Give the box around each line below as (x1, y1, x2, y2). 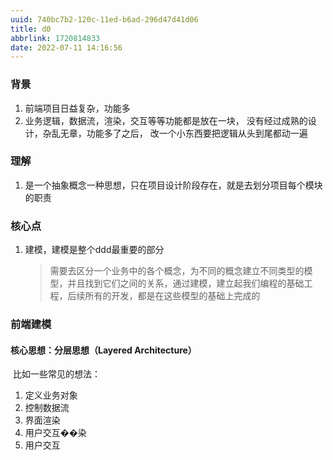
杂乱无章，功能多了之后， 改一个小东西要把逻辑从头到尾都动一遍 (42, 127, 308, 139)
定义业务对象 (24, 389, 78, 401)
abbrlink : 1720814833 (10, 33, 101, 43)
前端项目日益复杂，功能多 (24, 102, 131, 114)
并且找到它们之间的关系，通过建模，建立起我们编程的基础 (67, 277, 305, 290)
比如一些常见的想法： (12, 368, 101, 380)
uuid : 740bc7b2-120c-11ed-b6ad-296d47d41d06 (10, 14, 199, 25)
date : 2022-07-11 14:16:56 (10, 42, 123, 53)
